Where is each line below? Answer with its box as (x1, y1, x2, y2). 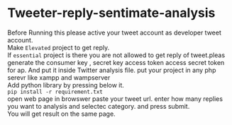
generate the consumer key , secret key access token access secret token (7, 58, 225, 66)
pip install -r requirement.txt (7, 88, 103, 95)
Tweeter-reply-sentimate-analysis (7, 5, 216, 21)
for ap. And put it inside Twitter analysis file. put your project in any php (7, 66, 216, 74)
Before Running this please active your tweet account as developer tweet (7, 28, 222, 37)
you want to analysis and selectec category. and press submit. (7, 102, 190, 110)
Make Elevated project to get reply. (7, 43, 110, 52)
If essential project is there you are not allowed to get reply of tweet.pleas (7, 51, 226, 59)
